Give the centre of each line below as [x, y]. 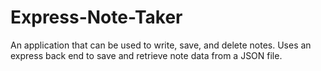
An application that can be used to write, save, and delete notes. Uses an [161, 45]
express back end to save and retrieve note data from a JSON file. [146, 55]
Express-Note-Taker [96, 17]
